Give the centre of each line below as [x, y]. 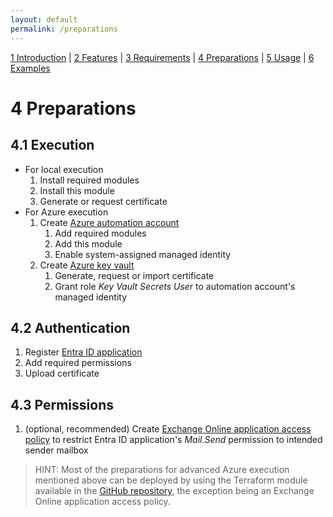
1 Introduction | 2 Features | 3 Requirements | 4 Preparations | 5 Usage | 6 [162, 57]
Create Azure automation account [109, 222]
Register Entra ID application [83, 352]
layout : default [44, 19]
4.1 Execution [52, 145]
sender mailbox [56, 450]
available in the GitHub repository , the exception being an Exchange [174, 491]
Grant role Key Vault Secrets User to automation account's [175, 286]
